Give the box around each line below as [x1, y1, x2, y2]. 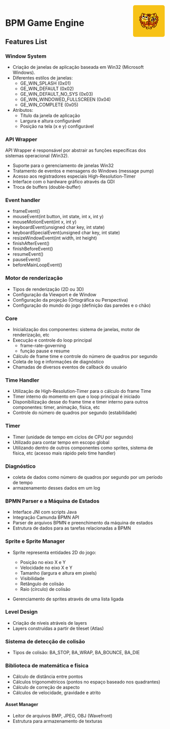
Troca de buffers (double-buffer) [12, 184, 81, 190]
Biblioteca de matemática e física [5, 662, 89, 669]
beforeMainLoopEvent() [12, 262, 62, 268]
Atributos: [12, 107, 33, 113]
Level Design [5, 609, 38, 616]
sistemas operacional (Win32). [5, 153, 69, 159]
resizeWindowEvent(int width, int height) [12, 235, 97, 241]
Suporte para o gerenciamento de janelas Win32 [12, 163, 114, 169]
